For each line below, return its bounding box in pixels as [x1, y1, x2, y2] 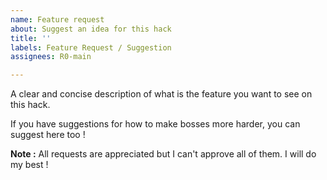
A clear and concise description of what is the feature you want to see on [10, 88, 313, 100]
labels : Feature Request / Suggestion [10, 42, 172, 53]
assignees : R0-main [10, 52, 92, 62]
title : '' [10, 33, 52, 43]
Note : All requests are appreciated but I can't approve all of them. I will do [10, 148, 317, 160]
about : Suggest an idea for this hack [10, 24, 172, 34]
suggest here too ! [10, 129, 86, 141]
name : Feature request [10, 14, 105, 25]
